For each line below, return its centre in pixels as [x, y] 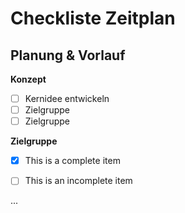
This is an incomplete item [78, 181]
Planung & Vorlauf [68, 55]
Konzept [28, 79]
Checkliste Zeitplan [93, 18]
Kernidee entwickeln [67, 98]
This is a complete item [72, 161]
